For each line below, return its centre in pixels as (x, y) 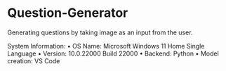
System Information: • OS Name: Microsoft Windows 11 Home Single (106, 46)
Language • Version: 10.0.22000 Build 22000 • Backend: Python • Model (113, 53)
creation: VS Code (34, 60)
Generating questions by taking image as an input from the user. (100, 32)
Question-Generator (68, 13)
